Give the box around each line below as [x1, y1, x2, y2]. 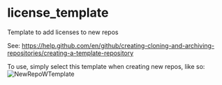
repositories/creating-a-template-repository [7, 49, 134, 57]
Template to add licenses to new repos [7, 28, 119, 36]
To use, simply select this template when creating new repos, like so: [7, 62, 205, 70]
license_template [7, 5, 109, 21]
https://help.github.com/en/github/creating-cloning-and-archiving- [22, 41, 215, 49]
